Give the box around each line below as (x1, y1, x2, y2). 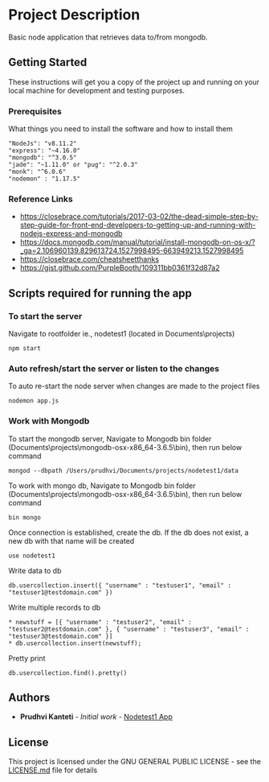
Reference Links (8, 193, 74, 205)
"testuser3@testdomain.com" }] (8, 632, 113, 640)
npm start (8, 345, 42, 353)
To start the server (8, 310, 83, 321)
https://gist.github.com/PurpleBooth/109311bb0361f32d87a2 (19, 263, 220, 273)
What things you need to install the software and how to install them (8, 124, 233, 134)
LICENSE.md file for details (8, 765, 98, 775)
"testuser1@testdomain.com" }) (8, 588, 113, 597)
